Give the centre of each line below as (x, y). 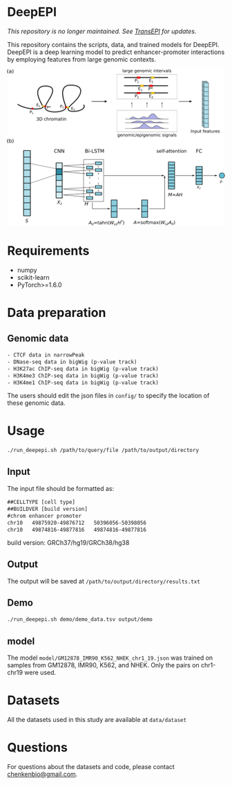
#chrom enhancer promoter (44, 516)
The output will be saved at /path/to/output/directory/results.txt (104, 581)
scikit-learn (33, 278)
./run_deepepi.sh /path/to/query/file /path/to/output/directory (103, 451)
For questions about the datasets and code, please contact (91, 766)
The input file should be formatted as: (61, 488)
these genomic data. (36, 403)
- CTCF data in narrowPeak (46, 355)
